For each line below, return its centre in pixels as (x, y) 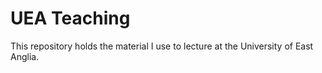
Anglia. (25, 56)
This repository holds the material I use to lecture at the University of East (162, 46)
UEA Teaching (70, 18)
